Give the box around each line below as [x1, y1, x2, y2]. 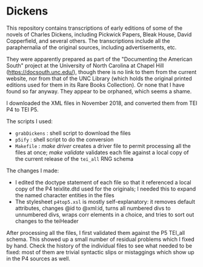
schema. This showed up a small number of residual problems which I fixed [6, 235, 195, 243]
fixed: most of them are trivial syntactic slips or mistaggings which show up [6, 248, 195, 255]
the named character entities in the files [15, 191, 115, 198]
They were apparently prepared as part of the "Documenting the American [6, 55, 193, 63]
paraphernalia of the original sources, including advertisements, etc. [6, 44, 177, 51]
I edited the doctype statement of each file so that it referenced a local [15, 178, 191, 186]
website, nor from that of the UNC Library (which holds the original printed [6, 75, 192, 82]
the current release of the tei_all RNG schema [15, 155, 134, 162]
